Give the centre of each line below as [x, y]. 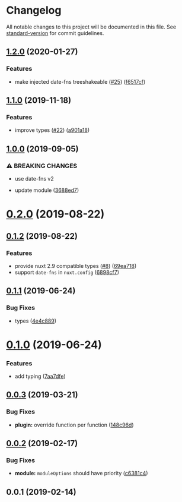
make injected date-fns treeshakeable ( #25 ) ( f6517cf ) [80, 81]
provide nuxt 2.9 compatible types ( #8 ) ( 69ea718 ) [76, 266]
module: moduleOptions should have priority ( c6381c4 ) [81, 473]
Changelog [34, 10]
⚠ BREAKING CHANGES [42, 166]
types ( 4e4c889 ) [36, 321]
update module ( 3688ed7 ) [47, 190]
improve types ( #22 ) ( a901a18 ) [52, 130]
